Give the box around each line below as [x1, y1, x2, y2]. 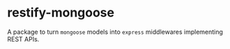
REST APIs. [7, 35, 40, 43]
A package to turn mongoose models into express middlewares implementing [7, 28, 223, 36]
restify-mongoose [7, 5, 115, 21]
